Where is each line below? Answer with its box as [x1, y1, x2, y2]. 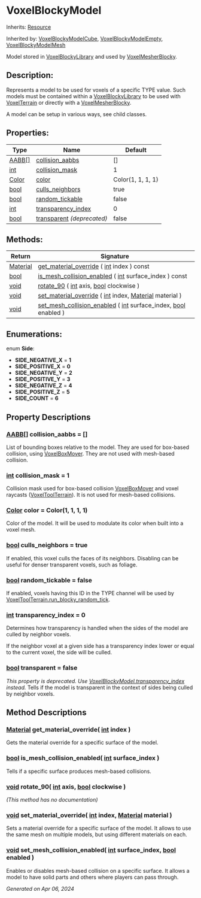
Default [125, 145, 147, 154]
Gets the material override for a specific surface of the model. [6, 739, 159, 746]
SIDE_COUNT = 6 [14, 395, 59, 402]
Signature [100, 252, 130, 260]
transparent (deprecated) [35, 214, 108, 222]
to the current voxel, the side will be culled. [6, 649, 112, 656]
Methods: [6, 234, 43, 244]
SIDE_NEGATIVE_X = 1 [14, 357, 72, 364]
